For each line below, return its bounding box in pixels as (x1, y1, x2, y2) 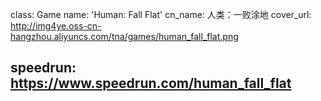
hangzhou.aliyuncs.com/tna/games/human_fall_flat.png (10, 31, 239, 42)
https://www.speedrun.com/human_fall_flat (10, 75, 292, 92)
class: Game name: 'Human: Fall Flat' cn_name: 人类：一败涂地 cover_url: (10, 9, 312, 20)
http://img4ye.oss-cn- (10, 20, 102, 32)
